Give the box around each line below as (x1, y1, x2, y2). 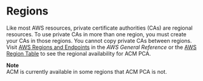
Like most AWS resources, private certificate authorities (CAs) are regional (6, 24, 193, 31)
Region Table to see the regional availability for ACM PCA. (6, 50, 151, 57)
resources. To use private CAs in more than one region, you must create (6, 30, 187, 37)
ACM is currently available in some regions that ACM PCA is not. (6, 68, 167, 75)
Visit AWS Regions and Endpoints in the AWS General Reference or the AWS (6, 44, 197, 51)
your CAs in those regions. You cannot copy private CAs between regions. (6, 37, 192, 44)
